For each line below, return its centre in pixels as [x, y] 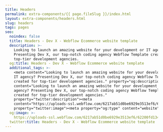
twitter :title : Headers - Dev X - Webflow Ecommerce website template [82, 122]
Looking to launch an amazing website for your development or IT [82, 50]
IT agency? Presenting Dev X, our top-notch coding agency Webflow [83, 77]
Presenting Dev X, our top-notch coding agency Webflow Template [81, 54]
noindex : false [25, 37]
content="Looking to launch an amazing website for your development [86, 86]
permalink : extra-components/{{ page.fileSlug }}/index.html [68, 14]
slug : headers [19, 23]
